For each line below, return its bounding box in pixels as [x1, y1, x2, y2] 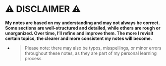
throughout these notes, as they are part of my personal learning [24, 50, 157, 56]
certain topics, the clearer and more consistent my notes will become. [5, 35, 152, 41]
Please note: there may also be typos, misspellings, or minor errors [24, 45, 162, 51]
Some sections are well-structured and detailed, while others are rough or [5, 25, 161, 31]
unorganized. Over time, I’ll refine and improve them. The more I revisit [5, 30, 154, 36]
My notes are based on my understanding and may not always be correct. [5, 20, 160, 26]
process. [24, 55, 43, 61]
